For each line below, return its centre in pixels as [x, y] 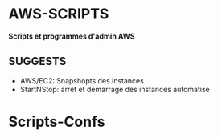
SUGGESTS [37, 61]
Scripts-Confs [57, 122]
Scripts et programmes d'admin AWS [72, 36]
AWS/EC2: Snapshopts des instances [82, 80]
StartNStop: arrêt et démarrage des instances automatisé [115, 89]
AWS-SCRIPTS [59, 14]
